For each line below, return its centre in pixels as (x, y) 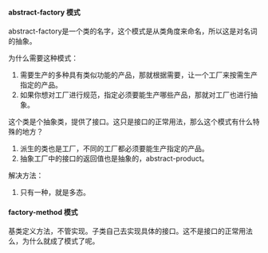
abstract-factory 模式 (45, 12)
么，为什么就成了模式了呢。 (54, 241)
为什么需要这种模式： (43, 58)
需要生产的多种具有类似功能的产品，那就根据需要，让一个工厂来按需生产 (138, 75)
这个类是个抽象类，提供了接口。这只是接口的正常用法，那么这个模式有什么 (130, 122)
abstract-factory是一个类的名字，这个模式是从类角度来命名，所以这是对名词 (133, 31)
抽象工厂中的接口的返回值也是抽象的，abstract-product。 (114, 158)
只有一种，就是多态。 (55, 193)
